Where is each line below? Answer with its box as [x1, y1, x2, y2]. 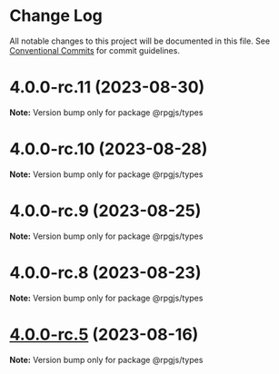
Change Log [9, 5, 103, 26]
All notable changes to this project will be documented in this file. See [9, 35, 271, 46]
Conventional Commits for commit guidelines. [9, 44, 180, 55]
